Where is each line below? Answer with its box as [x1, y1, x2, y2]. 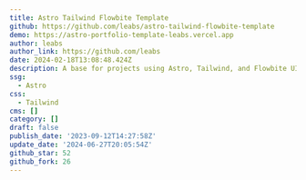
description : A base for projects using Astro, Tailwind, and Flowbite [9, 65, 287, 74]
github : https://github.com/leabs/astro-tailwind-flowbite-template [9, 22, 275, 31]
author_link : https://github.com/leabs [9, 47, 161, 56]
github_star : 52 [9, 148, 71, 157]
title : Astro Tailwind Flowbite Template [9, 13, 169, 23]
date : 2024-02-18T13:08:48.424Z [9, 55, 132, 65]
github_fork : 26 [9, 156, 71, 166]
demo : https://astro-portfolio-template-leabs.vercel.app [9, 30, 234, 39]
